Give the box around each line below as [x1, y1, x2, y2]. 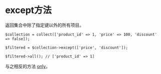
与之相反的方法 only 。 [5, 63, 50, 69]
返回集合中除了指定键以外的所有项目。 [5, 22, 84, 28]
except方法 [5, 4, 52, 16]
